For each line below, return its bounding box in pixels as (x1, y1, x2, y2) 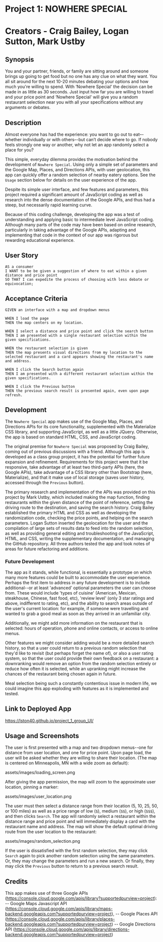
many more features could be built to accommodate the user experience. (5, 574, 152, 580)
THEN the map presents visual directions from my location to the (5, 350, 143, 355)
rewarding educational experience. (5, 237, 75, 243)
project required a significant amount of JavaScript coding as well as (5, 192, 143, 198)
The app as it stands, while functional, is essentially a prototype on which (5, 569, 152, 575)
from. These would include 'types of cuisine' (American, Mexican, (5, 590, 137, 596)
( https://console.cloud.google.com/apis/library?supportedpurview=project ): (5, 895, 157, 901)
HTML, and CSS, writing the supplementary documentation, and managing (5, 536, 155, 542)
